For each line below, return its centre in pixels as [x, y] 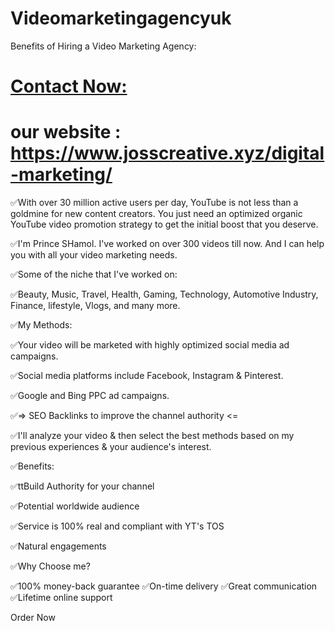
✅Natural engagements [58, 546]
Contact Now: [69, 86]
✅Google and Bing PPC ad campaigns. [90, 396]
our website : [66, 132]
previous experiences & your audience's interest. [111, 447]
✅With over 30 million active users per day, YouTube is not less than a [154, 203]
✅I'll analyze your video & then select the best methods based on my [152, 436]
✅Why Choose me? [50, 566]
